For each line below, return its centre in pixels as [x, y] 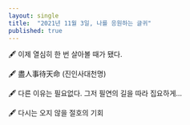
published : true [35, 30]
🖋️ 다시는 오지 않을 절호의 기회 [56, 113]
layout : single [34, 16]
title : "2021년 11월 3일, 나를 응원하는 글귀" [80, 23]
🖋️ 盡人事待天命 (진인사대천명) [57, 74]
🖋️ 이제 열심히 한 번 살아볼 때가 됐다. [65, 54]
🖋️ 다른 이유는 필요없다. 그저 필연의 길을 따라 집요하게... [95, 94]
